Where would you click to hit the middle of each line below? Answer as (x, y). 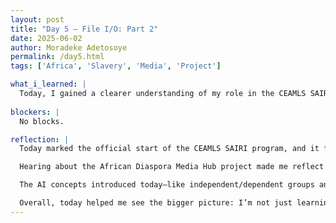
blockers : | (35, 112)
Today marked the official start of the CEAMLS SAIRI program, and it (169, 149)
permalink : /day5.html (57, 57)
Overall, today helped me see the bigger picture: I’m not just (156, 203)
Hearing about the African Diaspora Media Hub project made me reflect (172, 167)
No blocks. (42, 121)
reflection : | (40, 139)
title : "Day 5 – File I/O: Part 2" (84, 29)
